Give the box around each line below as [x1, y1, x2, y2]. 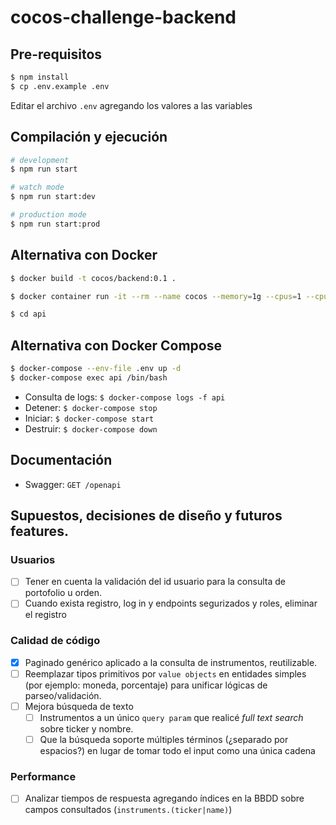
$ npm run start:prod [10, 219, 101, 229]
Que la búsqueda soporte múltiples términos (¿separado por [39, 733, 289, 745]
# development [10, 155, 70, 165]
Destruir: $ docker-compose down [24, 422, 158, 435]
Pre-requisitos [10, 46, 103, 63]
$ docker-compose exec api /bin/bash [10, 372, 168, 383]
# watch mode [10, 182, 65, 193]
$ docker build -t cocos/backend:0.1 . [10, 273, 177, 283]
